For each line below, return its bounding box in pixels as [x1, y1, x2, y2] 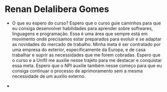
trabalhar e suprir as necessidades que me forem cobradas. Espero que [12, 51, 161, 58]
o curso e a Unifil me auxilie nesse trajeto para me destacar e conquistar [12, 57, 162, 63]
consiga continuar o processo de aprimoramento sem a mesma [12, 67, 143, 73]
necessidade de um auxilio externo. [12, 73, 86, 79]
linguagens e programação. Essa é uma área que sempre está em [12, 30, 148, 36]
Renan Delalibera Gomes [5, 3, 109, 15]
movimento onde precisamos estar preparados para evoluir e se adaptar [12, 36, 161, 42]
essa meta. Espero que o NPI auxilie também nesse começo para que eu [12, 62, 162, 68]
